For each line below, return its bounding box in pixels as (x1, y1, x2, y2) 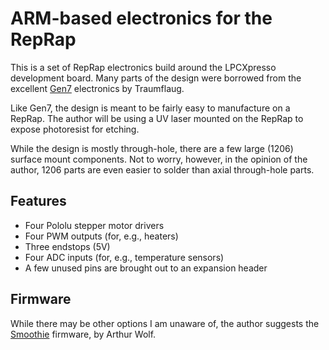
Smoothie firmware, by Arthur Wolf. (10, 328, 157, 340)
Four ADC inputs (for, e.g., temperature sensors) (24, 251, 225, 263)
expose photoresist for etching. (10, 123, 140, 135)
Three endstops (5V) (24, 240, 111, 252)
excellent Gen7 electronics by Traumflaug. (10, 82, 185, 94)
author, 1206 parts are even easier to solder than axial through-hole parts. (10, 163, 315, 176)
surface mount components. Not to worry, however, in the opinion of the (10, 153, 308, 165)
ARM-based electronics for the (10, 7, 273, 30)
